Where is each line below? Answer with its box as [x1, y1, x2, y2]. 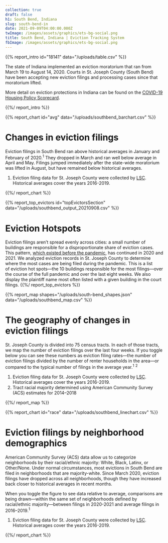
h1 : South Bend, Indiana [5, 17, 57, 22]
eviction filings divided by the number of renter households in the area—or [5, 358, 159, 364]
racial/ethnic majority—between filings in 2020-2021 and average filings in [5, 501, 159, 507]
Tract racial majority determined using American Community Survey [12, 384, 153, 390]
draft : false [5, 12, 33, 17]
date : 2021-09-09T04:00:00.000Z [5, 26, 73, 31]
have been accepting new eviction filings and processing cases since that [5, 74, 158, 80]
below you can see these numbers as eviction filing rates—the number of [5, 353, 156, 359]
